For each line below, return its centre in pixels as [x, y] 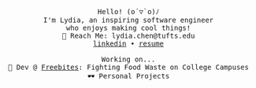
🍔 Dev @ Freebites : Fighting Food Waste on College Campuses [128, 67]
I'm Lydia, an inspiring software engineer [128, 20]
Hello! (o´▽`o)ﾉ [128, 11]
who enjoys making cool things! [128, 28]
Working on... [128, 59]
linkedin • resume [128, 44]
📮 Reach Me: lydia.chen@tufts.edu [128, 36]
